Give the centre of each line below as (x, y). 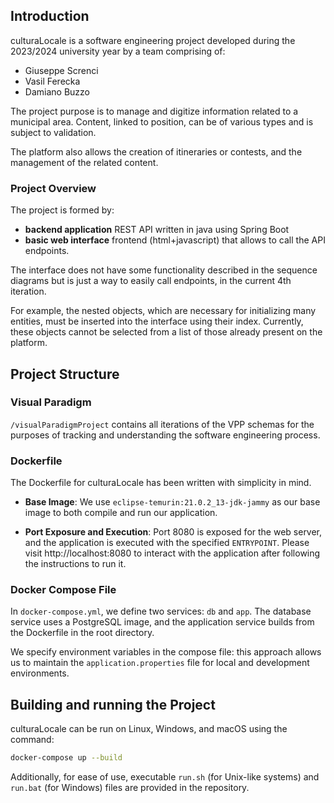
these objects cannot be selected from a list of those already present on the (166, 332)
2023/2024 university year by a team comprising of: (118, 51)
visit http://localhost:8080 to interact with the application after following (172, 553)
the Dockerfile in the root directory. (82, 633)
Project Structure (65, 374)
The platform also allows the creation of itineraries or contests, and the (156, 151)
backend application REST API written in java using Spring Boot (157, 230)
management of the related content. (84, 162)
